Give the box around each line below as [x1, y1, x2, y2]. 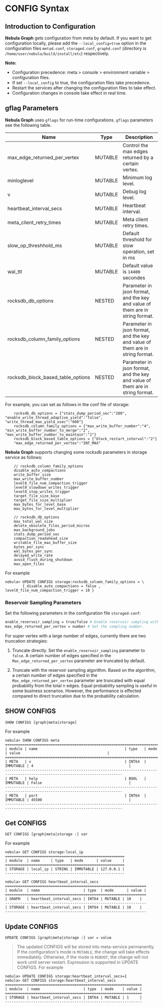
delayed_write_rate [14, 553, 53, 558]
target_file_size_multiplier [14, 497, 73, 503]
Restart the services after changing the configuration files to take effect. [12, 85, 157, 90]
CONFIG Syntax [5, 3, 69, 14]
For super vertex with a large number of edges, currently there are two [5, 632, 147, 639]
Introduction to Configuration [5, 22, 96, 31]
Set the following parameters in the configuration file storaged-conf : [5, 610, 141, 616]
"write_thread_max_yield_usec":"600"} [5, 419, 83, 424]
